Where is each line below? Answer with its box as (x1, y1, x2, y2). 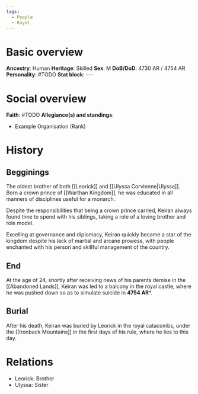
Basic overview (6, 45, 84, 59)
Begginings (6, 167, 49, 177)
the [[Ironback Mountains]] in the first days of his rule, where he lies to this (6, 328, 189, 335)
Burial (6, 306, 28, 316)
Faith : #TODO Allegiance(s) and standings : (6, 111, 114, 118)
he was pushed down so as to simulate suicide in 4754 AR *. (6, 289, 152, 296)
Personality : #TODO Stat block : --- (6, 71, 94, 78)
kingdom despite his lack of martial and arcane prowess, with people (6, 238, 174, 245)
